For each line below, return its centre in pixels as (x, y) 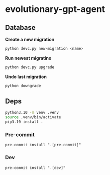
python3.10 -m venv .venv (32, 113)
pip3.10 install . (24, 122)
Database (20, 28)
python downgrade (23, 86)
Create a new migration (30, 39)
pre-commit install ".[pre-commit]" (43, 145)
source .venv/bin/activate (33, 117)
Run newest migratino (28, 58)
